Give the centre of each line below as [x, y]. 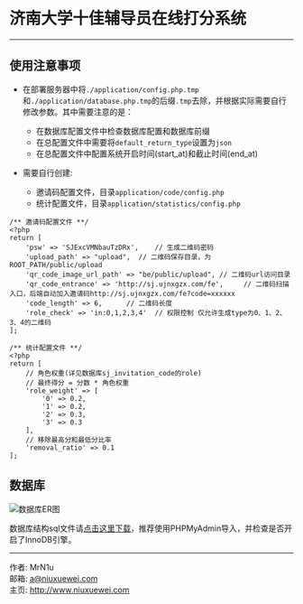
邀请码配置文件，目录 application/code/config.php [130, 191]
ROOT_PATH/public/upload [56, 265]
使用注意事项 [45, 65]
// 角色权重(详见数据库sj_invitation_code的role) [114, 373]
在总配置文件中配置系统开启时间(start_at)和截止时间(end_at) [147, 153]
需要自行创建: [47, 172]
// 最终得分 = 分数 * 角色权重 [77, 383]
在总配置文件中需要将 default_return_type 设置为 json [134, 142]
